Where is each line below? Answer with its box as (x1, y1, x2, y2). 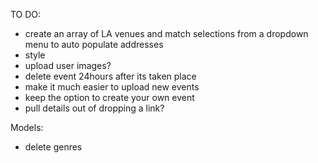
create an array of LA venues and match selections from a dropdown (24, 28, 309, 39)
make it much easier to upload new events (24, 81, 200, 93)
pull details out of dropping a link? (24, 102, 165, 114)
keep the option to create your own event (24, 92, 195, 103)
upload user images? (24, 60, 112, 71)
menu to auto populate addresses (24, 39, 164, 50)
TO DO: (10, 9, 42, 20)
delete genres (24, 141, 83, 153)
